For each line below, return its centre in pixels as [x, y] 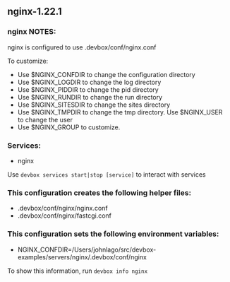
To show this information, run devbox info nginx [78, 271]
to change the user [45, 119]
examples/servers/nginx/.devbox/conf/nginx [82, 257]
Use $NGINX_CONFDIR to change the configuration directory [106, 74]
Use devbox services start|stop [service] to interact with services [107, 174]
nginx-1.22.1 [35, 12]
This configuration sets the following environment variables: [113, 234]
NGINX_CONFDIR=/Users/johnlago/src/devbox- [87, 249]
